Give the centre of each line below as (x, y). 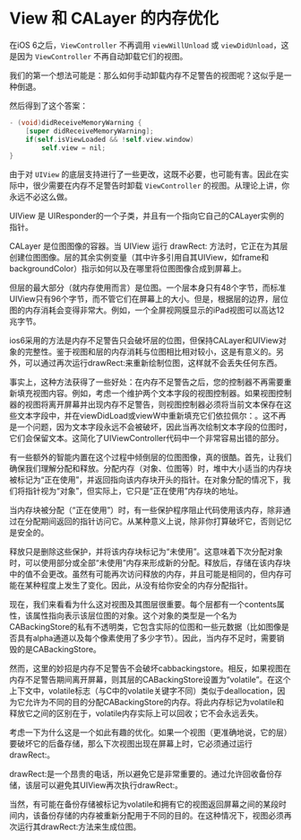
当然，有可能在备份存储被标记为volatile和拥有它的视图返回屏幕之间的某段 (144, 804)
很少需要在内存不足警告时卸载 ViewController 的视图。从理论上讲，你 (161, 186)
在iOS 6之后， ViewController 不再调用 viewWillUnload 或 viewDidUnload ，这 (149, 45)
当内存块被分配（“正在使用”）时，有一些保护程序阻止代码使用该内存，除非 (146, 510)
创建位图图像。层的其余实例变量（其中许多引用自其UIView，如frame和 (139, 258)
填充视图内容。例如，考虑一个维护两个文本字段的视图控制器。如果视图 (146, 393)
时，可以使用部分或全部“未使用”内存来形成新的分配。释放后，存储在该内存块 (150, 563)
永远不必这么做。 (41, 197)
